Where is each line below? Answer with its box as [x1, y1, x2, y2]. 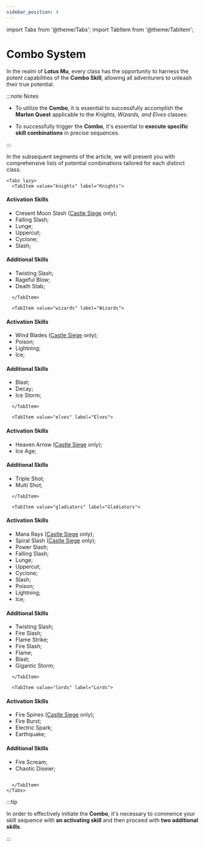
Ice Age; [15, 447, 37, 455]
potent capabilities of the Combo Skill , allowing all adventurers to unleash [6, 74, 192, 81]
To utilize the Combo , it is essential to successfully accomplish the [15, 104, 183, 111]
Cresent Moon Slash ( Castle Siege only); [15, 209, 118, 217]
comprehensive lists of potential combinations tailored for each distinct [6, 159, 185, 166]
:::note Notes [6, 92, 39, 100]
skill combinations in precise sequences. [15, 129, 120, 136]
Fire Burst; [15, 717, 42, 725]
